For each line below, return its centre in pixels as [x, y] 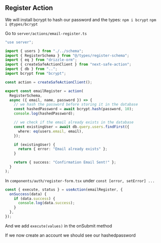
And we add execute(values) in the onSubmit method [59, 226]
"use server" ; [19, 42]
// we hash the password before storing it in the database [76, 105]
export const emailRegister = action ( [44, 91]
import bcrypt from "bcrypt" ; [36, 74]
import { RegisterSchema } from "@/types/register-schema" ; [67, 55]
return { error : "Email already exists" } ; [63, 149]
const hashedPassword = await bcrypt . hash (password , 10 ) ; [74, 109]
